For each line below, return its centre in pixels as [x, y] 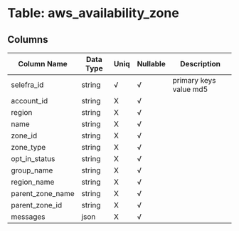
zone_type [28, 147]
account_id [30, 101]
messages [28, 217]
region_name [33, 182]
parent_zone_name [43, 194]
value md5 [190, 89]
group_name [32, 170]
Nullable [151, 64]
